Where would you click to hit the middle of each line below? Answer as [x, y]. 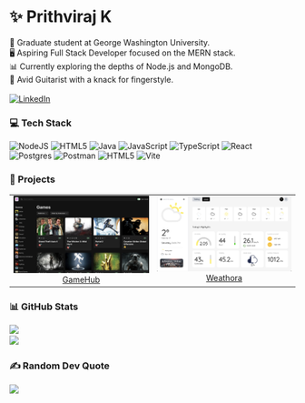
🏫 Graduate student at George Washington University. [110, 42]
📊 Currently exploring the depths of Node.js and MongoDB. [121, 66]
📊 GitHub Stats [44, 307]
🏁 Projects [33, 179]
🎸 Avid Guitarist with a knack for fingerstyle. [92, 79]
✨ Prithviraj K [61, 17]
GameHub [81, 280]
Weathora [224, 278]
